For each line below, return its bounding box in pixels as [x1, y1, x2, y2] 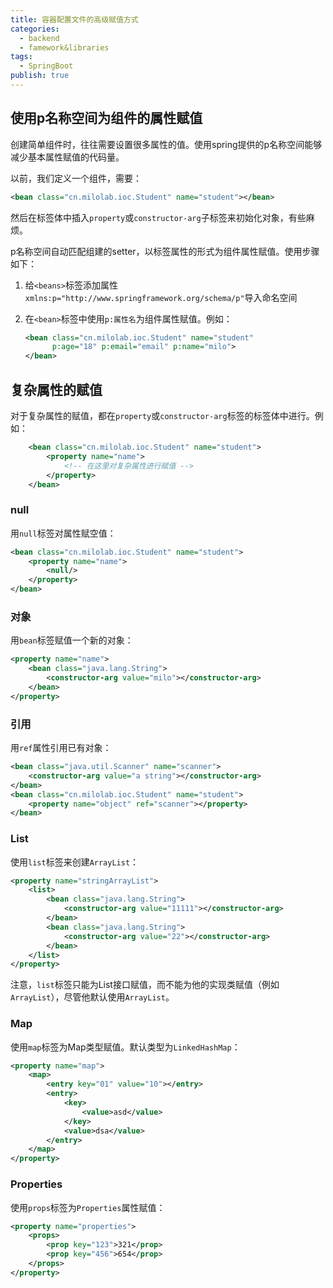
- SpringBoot [19, 61, 74, 71]
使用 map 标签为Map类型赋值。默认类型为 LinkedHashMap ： [10, 1041, 241, 1053]
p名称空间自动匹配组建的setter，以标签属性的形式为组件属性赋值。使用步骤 [10, 245, 320, 257]
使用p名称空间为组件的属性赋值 [10, 110, 203, 127]
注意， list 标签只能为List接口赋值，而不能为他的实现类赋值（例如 [10, 979, 280, 991]
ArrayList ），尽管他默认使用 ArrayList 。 [10, 991, 175, 1003]
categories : [10, 24, 60, 34]
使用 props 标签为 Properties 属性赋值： [10, 1201, 166, 1213]
